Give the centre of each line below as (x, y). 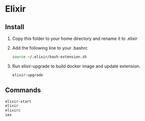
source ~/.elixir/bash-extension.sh (49, 57)
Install (15, 27)
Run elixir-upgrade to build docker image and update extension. (76, 66)
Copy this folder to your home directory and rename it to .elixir (75, 38)
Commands (23, 90)
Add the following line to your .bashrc (50, 48)
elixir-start (18, 101)
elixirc (13, 110)
